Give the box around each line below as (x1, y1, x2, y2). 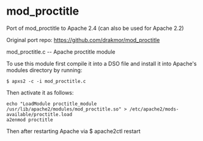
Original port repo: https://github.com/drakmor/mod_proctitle (6, 36, 160, 43)
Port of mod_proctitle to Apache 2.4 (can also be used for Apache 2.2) (6, 24, 185, 32)
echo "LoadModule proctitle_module (6, 101, 97, 107)
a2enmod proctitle (6, 117, 53, 123)
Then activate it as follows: (6, 89, 74, 96)
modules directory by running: (6, 66, 83, 74)
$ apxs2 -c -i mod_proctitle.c (6, 78, 86, 84)
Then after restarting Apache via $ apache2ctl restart (6, 127, 141, 135)
